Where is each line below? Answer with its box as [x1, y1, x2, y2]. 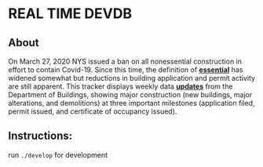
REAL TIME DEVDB [8, 5, 132, 23]
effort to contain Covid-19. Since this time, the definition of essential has [8, 65, 243, 74]
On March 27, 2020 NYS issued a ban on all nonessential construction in [8, 56, 242, 66]
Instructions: [8, 129, 73, 143]
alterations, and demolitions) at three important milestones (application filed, [8, 99, 255, 107]
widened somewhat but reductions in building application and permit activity [8, 74, 256, 82]
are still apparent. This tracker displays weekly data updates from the [8, 82, 233, 91]
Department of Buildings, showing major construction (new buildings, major [8, 90, 253, 99]
